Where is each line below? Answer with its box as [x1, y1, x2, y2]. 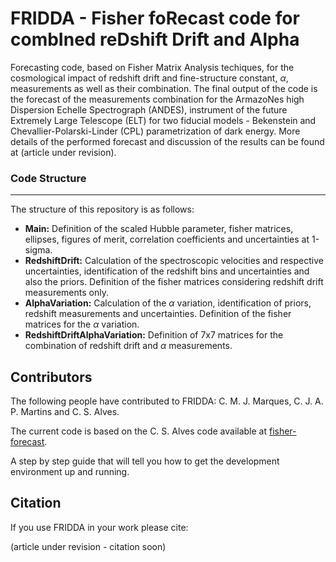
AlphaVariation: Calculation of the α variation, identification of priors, [24, 297, 312, 309]
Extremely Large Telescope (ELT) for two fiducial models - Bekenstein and [10, 114, 317, 126]
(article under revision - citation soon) [10, 540, 167, 552]
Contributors [10, 368, 93, 386]
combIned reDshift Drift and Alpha [10, 28, 300, 51]
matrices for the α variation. [24, 318, 140, 331]
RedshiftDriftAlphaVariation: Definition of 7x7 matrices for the [24, 329, 284, 341]
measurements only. [24, 287, 109, 299]
